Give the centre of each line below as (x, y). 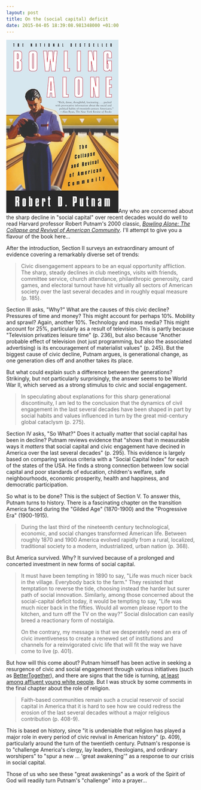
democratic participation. (37, 485)
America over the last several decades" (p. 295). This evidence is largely (96, 453)
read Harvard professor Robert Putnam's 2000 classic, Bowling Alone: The (98, 224)
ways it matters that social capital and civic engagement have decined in (96, 446)
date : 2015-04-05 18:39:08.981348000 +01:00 (63, 25)
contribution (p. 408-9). (50, 719)
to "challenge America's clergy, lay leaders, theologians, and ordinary (92, 750)
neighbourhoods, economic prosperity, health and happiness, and (88, 478)
